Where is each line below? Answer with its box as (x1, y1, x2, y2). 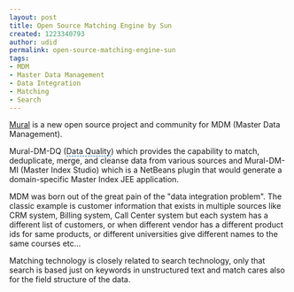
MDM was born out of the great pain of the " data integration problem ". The (9, 191, 282, 202)
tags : (9, 54, 29, 63)
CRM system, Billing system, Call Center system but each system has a (9, 210, 268, 221)
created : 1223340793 (9, 29, 86, 38)
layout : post (9, 12, 58, 22)
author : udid (9, 37, 58, 47)
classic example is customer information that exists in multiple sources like (9, 201, 282, 211)
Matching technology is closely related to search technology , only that (9, 256, 266, 266)
